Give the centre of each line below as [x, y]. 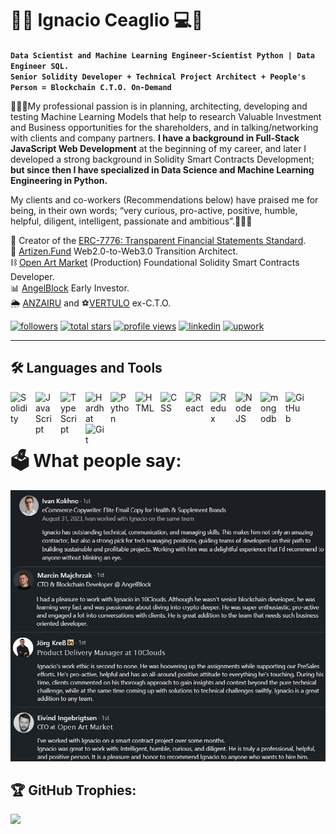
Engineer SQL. [40, 66]
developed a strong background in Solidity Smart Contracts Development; [162, 159]
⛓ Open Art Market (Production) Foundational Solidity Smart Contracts [155, 262]
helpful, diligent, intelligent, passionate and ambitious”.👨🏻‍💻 [131, 221]
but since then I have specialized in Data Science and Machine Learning [162, 169]
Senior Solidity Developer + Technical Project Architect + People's [158, 77]
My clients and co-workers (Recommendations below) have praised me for [164, 199]
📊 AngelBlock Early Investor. [70, 288]
